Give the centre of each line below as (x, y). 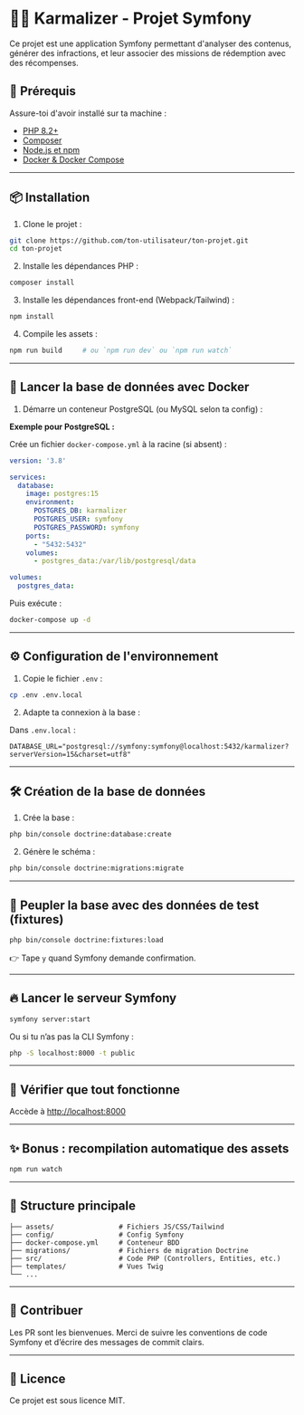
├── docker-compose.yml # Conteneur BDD (95, 1243)
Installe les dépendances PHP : (80, 266)
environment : (50, 502)
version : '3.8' (38, 461)
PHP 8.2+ (40, 130)
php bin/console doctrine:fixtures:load (87, 940)
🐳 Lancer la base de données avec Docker (129, 387)
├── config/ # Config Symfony (96, 1235)
